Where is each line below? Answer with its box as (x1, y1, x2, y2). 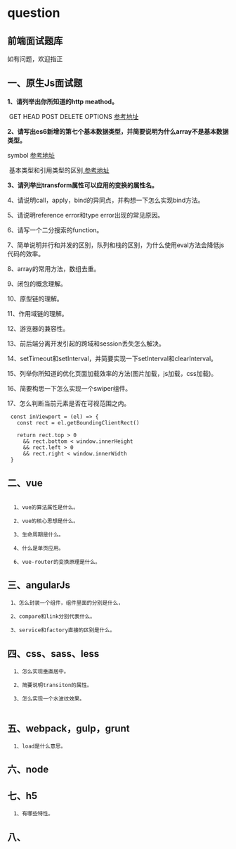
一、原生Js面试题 (7, 77, 83, 89)
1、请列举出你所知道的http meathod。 (7, 97, 118, 106)
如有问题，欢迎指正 (7, 55, 63, 63)
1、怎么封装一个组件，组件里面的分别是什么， (10, 600, 124, 607)
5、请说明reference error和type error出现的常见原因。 (7, 210, 164, 219)
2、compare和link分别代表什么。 (10, 613, 96, 620)
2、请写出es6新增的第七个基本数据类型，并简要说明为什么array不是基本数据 (7, 127, 229, 135)
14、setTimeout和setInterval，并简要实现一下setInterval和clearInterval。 (7, 354, 218, 363)
